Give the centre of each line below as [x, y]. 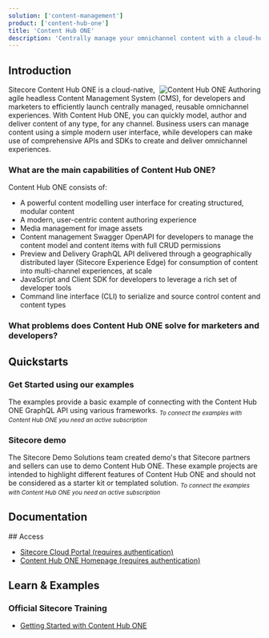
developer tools [46, 288]
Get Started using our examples [71, 384]
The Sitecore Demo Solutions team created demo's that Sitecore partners [129, 458]
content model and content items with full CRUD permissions [120, 246]
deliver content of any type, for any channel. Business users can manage [129, 124]
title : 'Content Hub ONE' [51, 30]
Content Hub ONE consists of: [58, 187]
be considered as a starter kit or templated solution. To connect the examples [129, 484]
